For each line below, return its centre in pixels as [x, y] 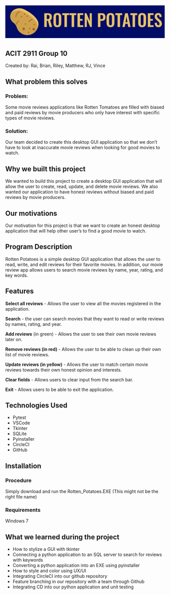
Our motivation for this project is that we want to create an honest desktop [83, 225]
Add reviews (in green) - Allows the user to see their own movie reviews [81, 334]
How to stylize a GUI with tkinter [46, 549]
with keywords [28, 560]
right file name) [21, 497]
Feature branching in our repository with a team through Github [78, 582]
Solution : [17, 131]
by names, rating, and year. [34, 324]
